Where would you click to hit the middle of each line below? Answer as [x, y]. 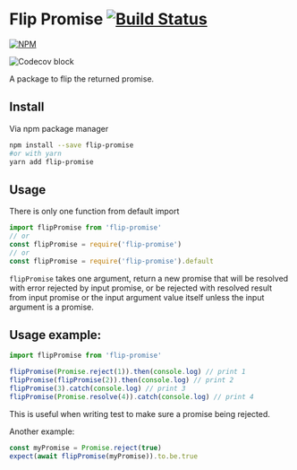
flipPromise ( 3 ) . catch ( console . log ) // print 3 [98, 388]
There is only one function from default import [94, 212]
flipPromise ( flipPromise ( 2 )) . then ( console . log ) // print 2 [122, 380]
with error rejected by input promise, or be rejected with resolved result [141, 288]
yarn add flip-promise [51, 161]
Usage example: [55, 335]
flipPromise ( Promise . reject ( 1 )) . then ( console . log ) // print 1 [127, 372]
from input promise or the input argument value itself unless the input [137, 297]
